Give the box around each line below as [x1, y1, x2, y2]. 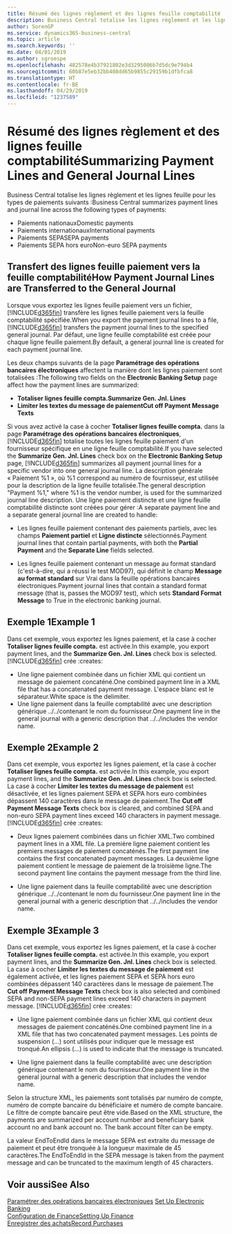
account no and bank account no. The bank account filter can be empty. [7, 1123, 213, 1132]
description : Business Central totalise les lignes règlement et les [7, 17, 212, 24]
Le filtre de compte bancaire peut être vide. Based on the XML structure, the [7, 1109, 223, 1117]
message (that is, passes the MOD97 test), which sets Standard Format [17, 589, 222, 597]
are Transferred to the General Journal [7, 283, 176, 294]
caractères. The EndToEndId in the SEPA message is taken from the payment [7, 1151, 224, 1160]
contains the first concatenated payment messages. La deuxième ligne [17, 855, 219, 863]
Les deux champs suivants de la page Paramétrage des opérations [7, 358, 200, 367]
